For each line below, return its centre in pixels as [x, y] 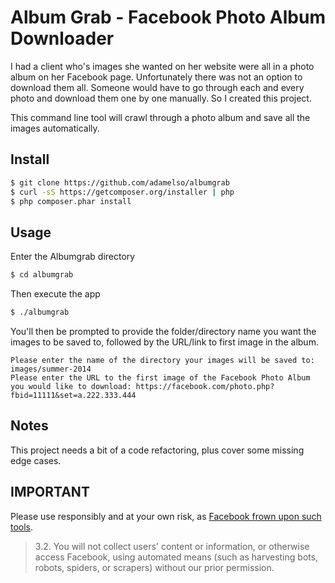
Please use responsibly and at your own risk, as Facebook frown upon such [166, 516]
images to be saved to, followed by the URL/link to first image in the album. [164, 342]
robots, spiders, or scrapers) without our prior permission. [154, 567]
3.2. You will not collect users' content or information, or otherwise [172, 546]
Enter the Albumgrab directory [73, 257]
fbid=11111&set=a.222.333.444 [73, 395]
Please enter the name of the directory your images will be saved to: [162, 360]
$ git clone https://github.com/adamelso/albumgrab [120, 182]
